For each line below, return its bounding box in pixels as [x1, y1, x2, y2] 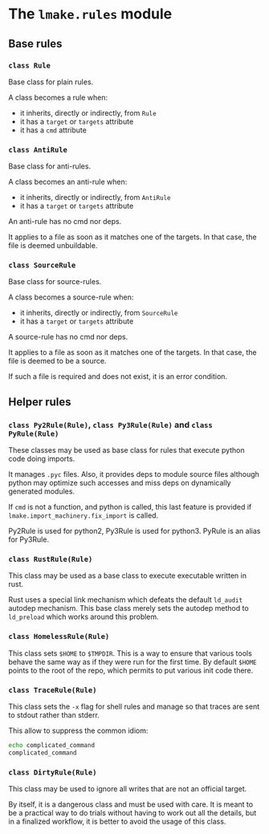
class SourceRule [8, 261, 76, 270]
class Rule [8, 61, 51, 70]
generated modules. [8, 486, 75, 496]
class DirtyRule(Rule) [8, 767, 97, 777]
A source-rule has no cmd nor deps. [8, 332, 128, 342]
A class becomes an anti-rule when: [8, 177, 128, 187]
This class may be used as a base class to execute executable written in [8, 571, 247, 580]
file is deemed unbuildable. [8, 241, 98, 250]
